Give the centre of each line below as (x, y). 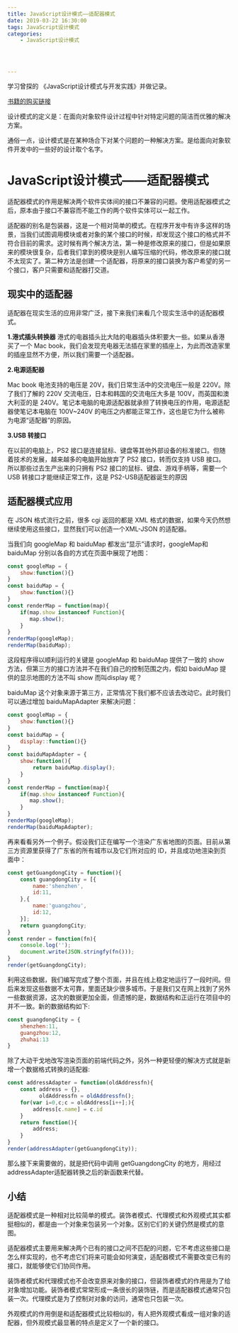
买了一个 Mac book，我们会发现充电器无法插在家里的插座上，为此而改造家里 (119, 346)
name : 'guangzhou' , (60, 906)
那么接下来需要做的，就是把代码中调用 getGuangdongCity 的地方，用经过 (114, 1163)
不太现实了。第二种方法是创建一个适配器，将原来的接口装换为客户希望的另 (116, 261)
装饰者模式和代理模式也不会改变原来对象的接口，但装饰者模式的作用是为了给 (119, 1280)
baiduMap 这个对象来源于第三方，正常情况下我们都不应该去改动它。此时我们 (119, 693)
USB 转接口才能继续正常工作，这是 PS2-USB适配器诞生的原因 (97, 477)
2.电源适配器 (26, 369)
